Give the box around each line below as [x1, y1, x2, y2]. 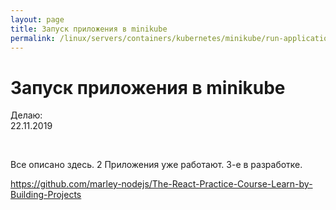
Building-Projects [10, 189, 82, 201]
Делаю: [10, 109, 43, 121]
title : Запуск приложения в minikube [10, 24, 168, 34]
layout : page [10, 14, 65, 25]
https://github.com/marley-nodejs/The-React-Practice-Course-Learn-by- [10, 178, 313, 190]
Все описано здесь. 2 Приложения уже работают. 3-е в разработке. [10, 159, 303, 171]
